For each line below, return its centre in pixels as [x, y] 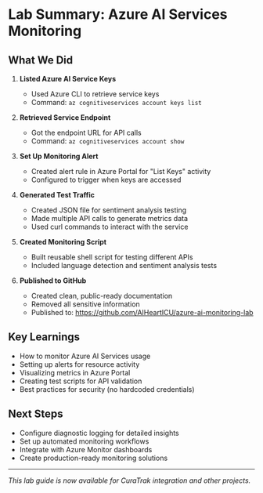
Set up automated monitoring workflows [84, 441]
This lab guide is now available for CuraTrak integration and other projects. [130, 480]
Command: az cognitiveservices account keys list [116, 102]
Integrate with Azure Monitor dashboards [86, 449]
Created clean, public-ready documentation [102, 296]
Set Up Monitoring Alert [59, 156]
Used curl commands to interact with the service [110, 227]
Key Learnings [44, 337]
